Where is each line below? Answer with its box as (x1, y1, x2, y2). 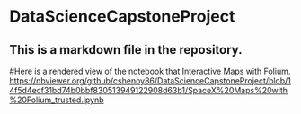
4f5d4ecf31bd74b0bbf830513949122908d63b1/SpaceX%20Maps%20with (9, 85, 288, 95)
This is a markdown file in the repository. (9, 42, 243, 57)
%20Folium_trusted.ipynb (9, 94, 105, 105)
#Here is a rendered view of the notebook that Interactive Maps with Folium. (9, 66, 291, 76)
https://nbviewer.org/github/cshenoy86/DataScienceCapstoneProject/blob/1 (9, 75, 292, 86)
